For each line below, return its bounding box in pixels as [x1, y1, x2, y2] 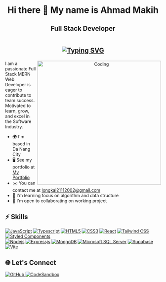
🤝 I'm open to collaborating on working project [12, 198, 107, 204]
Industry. [5, 123, 23, 129]
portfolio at [12, 164, 35, 170]
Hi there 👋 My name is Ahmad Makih [7, 4, 159, 16]
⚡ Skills [5, 213, 28, 221]
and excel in [5, 113, 30, 119]
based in [12, 141, 31, 147]
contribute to [5, 92, 32, 98]
